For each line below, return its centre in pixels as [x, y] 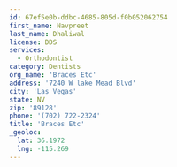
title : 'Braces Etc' [47, 125]
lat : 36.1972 [41, 140]
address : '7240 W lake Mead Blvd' [73, 83]
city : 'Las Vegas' [43, 91]
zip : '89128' [33, 108]
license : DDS [33, 42]
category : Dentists [45, 67]
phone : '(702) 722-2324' [55, 116]
